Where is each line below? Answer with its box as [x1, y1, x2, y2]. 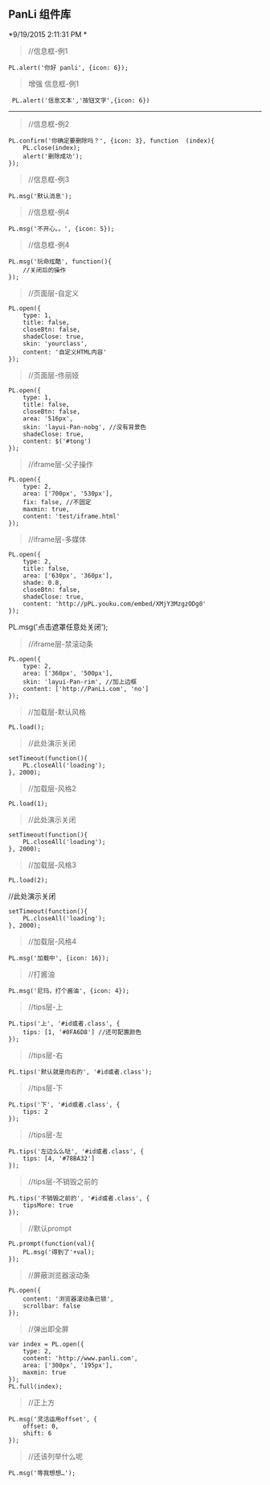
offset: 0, [22, 1422, 59, 1430]
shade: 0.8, [22, 578, 63, 586]
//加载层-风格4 [27, 937, 77, 946]
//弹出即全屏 [27, 1324, 69, 1334]
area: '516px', [22, 414, 74, 423]
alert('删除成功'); [22, 152, 83, 160]
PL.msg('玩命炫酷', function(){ [8, 257, 112, 266]
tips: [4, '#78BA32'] [22, 1154, 95, 1162]
